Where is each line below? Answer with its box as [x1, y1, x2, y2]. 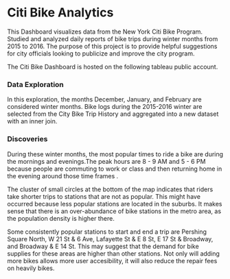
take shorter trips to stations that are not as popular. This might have [7, 192, 201, 200]
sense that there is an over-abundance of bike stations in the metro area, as [7, 207, 222, 215]
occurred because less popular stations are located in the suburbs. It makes [7, 199, 222, 208]
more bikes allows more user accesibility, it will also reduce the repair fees [7, 256, 218, 265]
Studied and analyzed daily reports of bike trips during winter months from [7, 34, 218, 43]
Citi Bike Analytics [7, 5, 114, 21]
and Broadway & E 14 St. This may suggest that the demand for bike [7, 242, 199, 250]
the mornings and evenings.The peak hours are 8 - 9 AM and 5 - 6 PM [7, 157, 206, 165]
